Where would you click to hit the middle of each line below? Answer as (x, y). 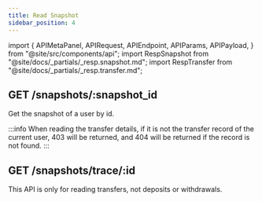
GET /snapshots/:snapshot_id (83, 95)
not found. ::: (29, 145)
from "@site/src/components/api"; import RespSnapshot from (109, 53)
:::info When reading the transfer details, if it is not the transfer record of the (131, 129)
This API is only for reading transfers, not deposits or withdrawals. (115, 189)
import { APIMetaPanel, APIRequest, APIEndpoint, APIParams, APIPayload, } (131, 45)
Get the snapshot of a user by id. (61, 114)
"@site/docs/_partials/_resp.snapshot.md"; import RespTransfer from (120, 62)
